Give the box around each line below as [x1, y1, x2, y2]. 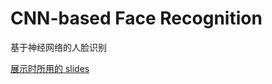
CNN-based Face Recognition [10, 7, 263, 30]
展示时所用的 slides [10, 62, 90, 74]
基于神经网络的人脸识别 [10, 41, 107, 53]
